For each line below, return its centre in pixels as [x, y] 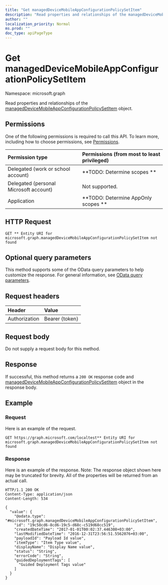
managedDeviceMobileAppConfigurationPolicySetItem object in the [74, 382]
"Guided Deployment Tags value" [52, 564]
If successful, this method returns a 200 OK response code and [69, 376]
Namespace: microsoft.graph [35, 93]
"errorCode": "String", [39, 556]
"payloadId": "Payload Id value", [50, 538]
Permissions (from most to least [121, 154]
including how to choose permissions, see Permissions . [62, 142]
